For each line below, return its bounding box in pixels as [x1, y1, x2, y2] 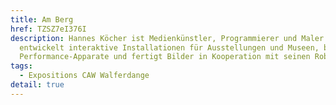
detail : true [10, 80, 65, 90]
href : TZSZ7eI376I [10, 24, 87, 34]
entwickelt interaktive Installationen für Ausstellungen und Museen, [19, 42, 320, 53]
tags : [10, 61, 33, 71]
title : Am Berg [10, 14, 74, 25]
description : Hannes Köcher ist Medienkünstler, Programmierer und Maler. [10, 33, 329, 43]
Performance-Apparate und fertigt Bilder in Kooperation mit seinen [19, 52, 311, 62]
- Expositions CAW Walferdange [19, 71, 150, 81]
